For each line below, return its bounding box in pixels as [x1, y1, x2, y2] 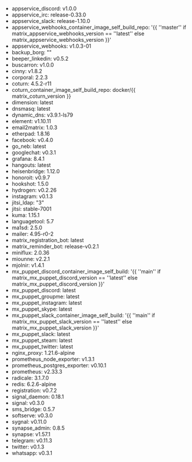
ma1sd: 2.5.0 [11, 224, 42, 231]
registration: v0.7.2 [11, 387, 57, 394]
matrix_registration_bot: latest [11, 237, 84, 243]
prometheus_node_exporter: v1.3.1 [11, 356, 95, 362]
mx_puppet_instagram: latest [11, 299, 82, 306]
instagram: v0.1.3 [11, 193, 53, 200]
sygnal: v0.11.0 [11, 418, 47, 425]
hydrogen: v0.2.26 [11, 187, 57, 193]
